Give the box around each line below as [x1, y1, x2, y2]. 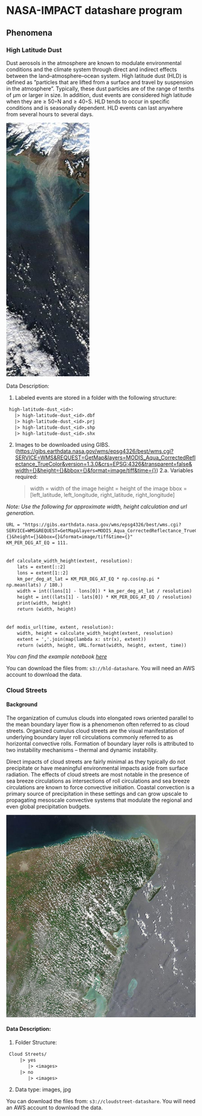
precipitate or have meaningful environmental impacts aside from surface [6, 764, 188, 772]
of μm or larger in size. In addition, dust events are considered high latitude [6, 91, 192, 98]
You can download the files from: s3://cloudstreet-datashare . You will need [6, 1097, 196, 1105]
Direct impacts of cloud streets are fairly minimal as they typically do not [6, 758, 186, 765]
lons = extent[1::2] [17, 570, 69, 576]
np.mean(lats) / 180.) [6, 582, 63, 588]
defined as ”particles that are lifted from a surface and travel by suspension [6, 78, 194, 86]
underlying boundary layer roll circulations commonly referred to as [6, 734, 173, 740]
